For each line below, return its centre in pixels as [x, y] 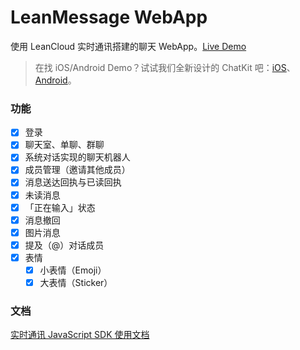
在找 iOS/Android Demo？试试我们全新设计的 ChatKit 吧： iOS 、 [165, 67]
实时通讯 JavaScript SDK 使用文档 [80, 335]
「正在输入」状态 [60, 207]
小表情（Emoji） [73, 270]
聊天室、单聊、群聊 [64, 145]
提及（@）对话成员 [64, 245]
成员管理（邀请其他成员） [77, 170]
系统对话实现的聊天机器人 [77, 157]
